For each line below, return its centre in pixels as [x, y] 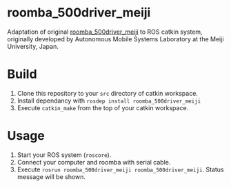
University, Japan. [33, 46]
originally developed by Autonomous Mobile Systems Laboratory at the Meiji [115, 39]
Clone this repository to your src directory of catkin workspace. [108, 93]
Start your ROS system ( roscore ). [64, 155]
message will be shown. [51, 176]
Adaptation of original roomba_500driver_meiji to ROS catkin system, [105, 32]
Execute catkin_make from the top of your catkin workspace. [103, 107]
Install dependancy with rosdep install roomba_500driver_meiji [109, 101]
